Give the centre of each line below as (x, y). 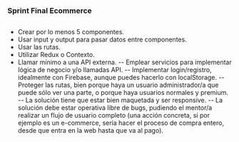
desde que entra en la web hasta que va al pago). (91, 131)
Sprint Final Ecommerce (50, 11)
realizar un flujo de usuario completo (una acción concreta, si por (114, 116)
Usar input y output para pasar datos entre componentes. (102, 40)
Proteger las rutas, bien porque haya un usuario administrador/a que (118, 85)
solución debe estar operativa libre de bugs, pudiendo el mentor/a (115, 108)
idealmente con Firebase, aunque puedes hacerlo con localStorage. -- (121, 78)
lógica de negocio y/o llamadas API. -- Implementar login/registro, (115, 70)
